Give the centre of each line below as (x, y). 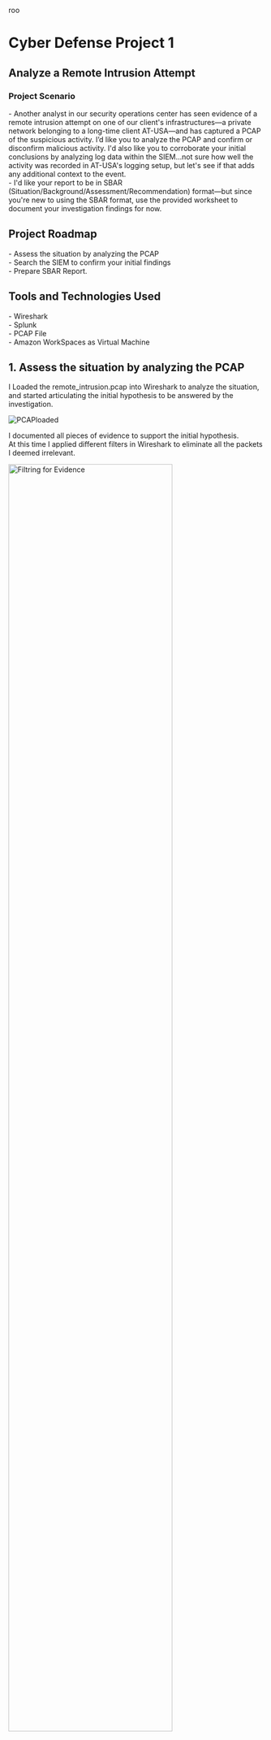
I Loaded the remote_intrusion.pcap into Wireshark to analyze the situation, (134, 387)
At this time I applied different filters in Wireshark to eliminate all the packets (136, 444)
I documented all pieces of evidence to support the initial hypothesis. (124, 435)
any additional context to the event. (67, 174)
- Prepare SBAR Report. (48, 271)
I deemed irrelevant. (42, 453)
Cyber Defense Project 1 (91, 43)
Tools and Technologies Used (84, 297)
